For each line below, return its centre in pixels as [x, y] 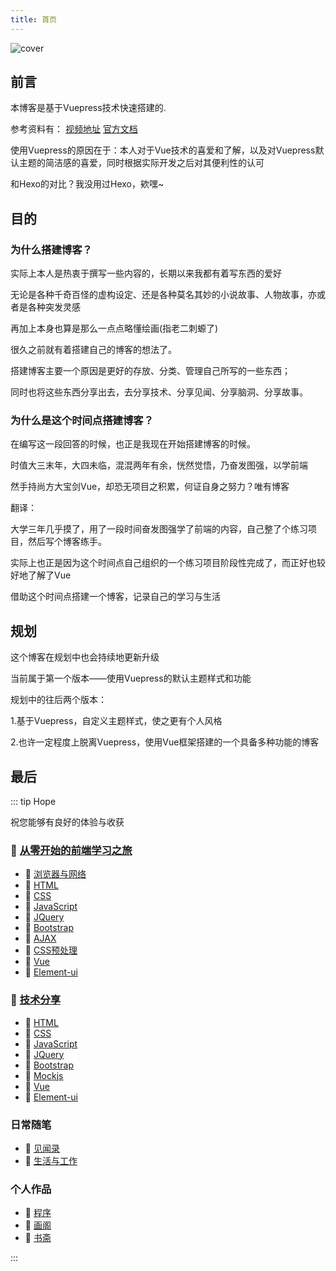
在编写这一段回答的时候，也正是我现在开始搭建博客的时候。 [133, 444]
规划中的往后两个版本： [58, 700]
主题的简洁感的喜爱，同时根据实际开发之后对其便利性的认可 [141, 163]
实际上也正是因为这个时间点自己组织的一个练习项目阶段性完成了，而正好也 [163, 563]
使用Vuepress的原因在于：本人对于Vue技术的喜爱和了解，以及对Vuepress [163, 150]
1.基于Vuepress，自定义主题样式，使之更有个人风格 [116, 721]
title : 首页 [33, 19]
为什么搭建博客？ [51, 249]
